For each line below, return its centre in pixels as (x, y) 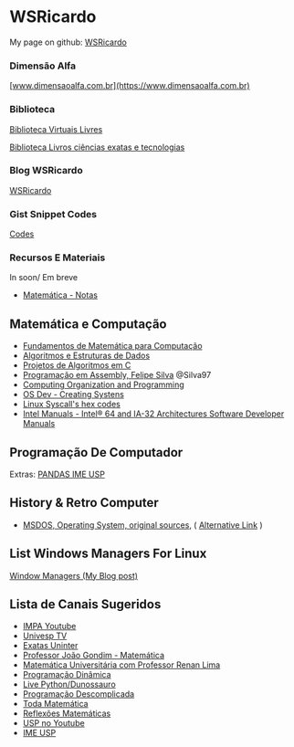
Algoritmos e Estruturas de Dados (86, 356)
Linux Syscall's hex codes (71, 405)
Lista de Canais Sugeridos (85, 605)
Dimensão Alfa (43, 66)
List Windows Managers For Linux (108, 554)
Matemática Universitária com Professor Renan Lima (121, 665)
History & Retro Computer (84, 503)
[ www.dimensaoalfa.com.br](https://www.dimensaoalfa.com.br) (130, 86)
